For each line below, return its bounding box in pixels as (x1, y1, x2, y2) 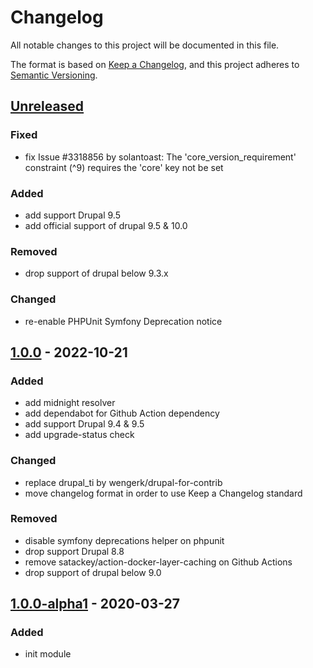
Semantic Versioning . (10, 69, 98, 81)
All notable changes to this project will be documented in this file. (10, 39, 280, 51)
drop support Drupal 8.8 (24, 545, 125, 557)
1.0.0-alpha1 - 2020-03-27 (10, 596, 180, 613)
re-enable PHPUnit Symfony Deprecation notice (24, 315, 223, 327)
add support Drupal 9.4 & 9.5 (24, 418, 145, 430)
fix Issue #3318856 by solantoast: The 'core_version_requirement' (24, 151, 297, 163)
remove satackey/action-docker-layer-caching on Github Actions (24, 556, 293, 568)
